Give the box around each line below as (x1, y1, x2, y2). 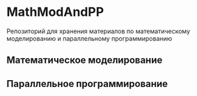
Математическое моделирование (6, 55, 163, 66)
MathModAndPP (6, 4, 104, 20)
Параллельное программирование (6, 77, 168, 90)
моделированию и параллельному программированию (6, 34, 173, 42)
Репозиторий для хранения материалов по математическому (6, 27, 191, 35)
